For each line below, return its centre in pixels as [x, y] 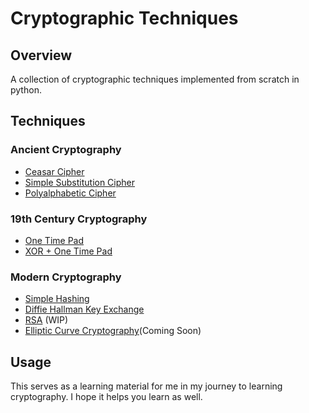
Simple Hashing [57, 299]
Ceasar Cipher [54, 171]
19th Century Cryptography [79, 219]
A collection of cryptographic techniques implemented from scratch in [155, 79]
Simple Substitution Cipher [80, 182]
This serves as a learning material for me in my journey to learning [146, 386]
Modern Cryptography [66, 277]
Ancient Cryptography [66, 150]
